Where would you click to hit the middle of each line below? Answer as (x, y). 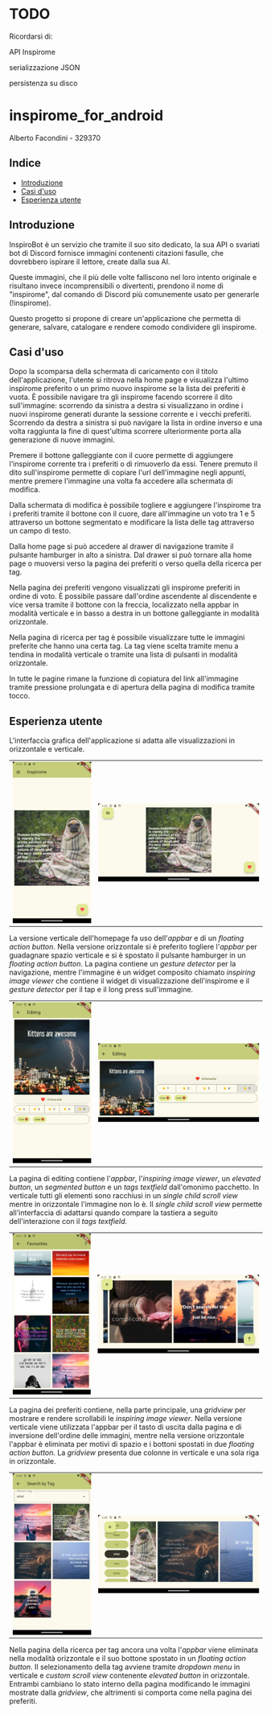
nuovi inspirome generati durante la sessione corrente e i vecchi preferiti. (130, 414)
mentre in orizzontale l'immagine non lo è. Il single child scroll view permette (136, 1204)
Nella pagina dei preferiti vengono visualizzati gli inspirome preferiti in (125, 587)
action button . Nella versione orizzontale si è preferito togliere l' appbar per (133, 947)
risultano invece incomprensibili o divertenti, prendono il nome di (116, 286)
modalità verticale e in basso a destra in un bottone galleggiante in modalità (134, 613)
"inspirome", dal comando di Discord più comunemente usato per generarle (134, 294)
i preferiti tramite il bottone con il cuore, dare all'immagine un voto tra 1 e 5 (132, 514)
